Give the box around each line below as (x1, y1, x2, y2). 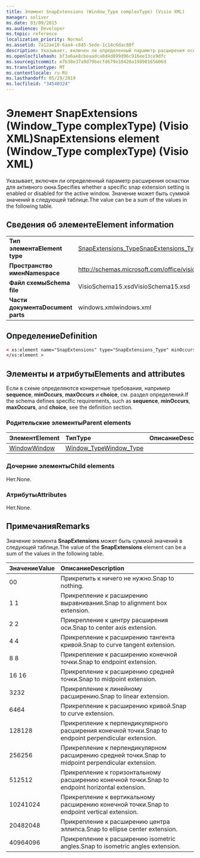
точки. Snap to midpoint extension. (60, 675, 157, 683)
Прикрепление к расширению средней (60, 667, 174, 675)
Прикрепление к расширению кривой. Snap (60, 702, 186, 710)
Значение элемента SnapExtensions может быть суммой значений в (6, 537, 183, 544)
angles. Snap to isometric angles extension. (60, 842, 180, 850)
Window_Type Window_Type (65, 444, 144, 453)
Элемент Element (9, 434, 60, 442)
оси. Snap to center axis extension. (60, 623, 158, 632)
